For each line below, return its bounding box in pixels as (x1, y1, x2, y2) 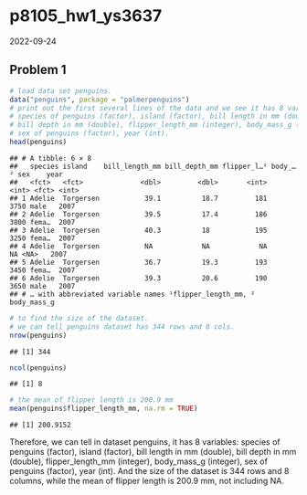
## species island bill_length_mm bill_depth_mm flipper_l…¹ (9, 162, 268, 171)
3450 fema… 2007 (9, 266, 76, 275)
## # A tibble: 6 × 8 (9, 153, 92, 163)
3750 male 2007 (9, 202, 76, 211)
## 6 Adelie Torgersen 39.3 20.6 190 (9, 273, 268, 283)
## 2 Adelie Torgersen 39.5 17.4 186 (9, 209, 268, 219)
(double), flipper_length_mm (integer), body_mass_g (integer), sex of (9, 456, 268, 467)
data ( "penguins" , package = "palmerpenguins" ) (9, 95, 190, 104)
